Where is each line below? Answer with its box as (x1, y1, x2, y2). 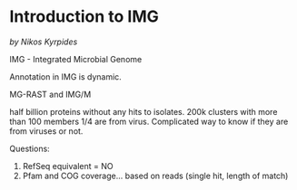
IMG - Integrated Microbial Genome (9, 53, 143, 64)
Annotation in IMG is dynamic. (9, 71, 123, 82)
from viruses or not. (9, 125, 84, 137)
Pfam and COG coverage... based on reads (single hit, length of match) (22, 170, 289, 181)
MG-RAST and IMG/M (9, 89, 92, 100)
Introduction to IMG (9, 6, 159, 27)
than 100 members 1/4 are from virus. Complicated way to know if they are (9, 116, 289, 127)
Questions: (9, 143, 50, 154)
